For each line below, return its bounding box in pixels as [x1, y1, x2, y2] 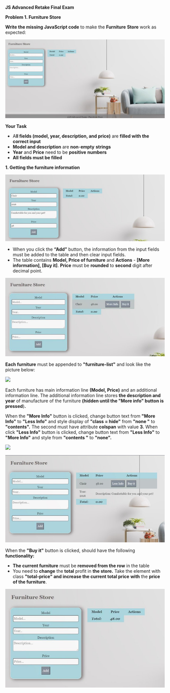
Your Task [5, 123, 27, 129]
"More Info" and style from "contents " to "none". [5, 435, 112, 441]
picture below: [5, 367, 35, 373]
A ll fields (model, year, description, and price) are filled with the [12, 133, 149, 139]
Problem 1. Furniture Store [5, 14, 61, 20]
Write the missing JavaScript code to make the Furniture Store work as [5, 24, 157, 30]
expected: [5, 29, 26, 35]
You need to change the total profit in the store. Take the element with [12, 568, 161, 574]
